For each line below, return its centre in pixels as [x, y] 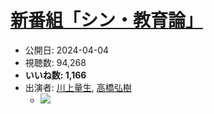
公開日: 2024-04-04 [67, 50]
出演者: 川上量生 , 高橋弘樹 [78, 87]
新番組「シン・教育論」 [107, 20]
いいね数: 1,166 [55, 75]
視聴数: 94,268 [55, 62]
